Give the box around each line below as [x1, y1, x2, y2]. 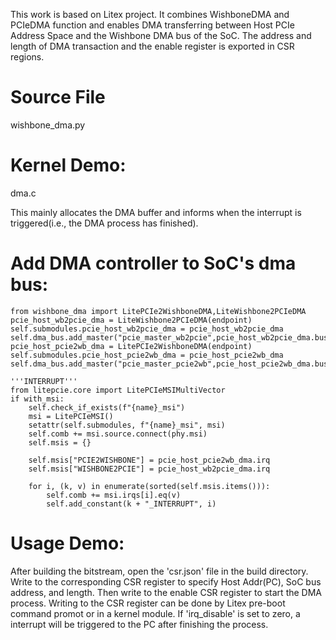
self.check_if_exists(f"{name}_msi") [28, 402, 186, 413]
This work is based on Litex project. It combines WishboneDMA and [10, 9, 290, 20]
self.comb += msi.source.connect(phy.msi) [28, 429, 208, 439]
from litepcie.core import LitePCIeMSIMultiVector [10, 385, 226, 395]
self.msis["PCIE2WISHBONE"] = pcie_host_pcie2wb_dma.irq [28, 455, 271, 465]
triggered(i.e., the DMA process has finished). [10, 217, 199, 229]
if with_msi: [10, 394, 65, 404]
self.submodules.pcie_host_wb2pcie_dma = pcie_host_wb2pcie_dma [10, 324, 284, 334]
